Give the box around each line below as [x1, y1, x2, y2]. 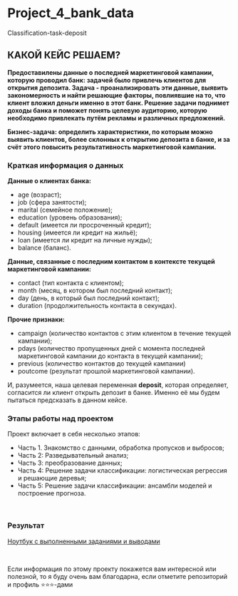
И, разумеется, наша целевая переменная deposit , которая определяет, [7, 381, 229, 389]
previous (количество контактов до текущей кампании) [17, 359, 187, 368]
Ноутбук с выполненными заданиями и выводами [7, 537, 160, 545]
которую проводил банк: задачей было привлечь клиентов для [7, 76, 207, 84]
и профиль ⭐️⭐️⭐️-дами [7, 580, 73, 589]
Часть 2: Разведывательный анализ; [17, 451, 129, 460]
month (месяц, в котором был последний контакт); [17, 287, 173, 295]
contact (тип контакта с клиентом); [17, 279, 125, 287]
